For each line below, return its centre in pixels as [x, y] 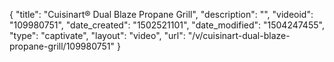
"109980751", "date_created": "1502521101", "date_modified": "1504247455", [167, 25]
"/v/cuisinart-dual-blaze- [239, 35]
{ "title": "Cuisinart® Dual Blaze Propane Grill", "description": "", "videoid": [161, 14]
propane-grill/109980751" [62, 46]
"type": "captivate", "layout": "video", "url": [97, 35]
